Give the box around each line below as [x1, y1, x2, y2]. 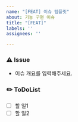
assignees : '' [6, 31, 42, 37]
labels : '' [6, 25, 33, 32]
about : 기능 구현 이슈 [6, 14, 55, 20]
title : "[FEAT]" [6, 20, 46, 26]
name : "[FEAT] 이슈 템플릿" [6, 8, 70, 15]
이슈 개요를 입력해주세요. [14, 70, 73, 77]
